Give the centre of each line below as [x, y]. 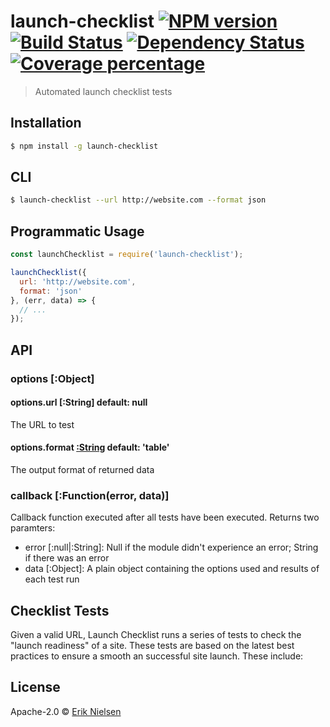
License [35, 687]
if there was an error [67, 558]
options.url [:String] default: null [79, 402]
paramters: [33, 528]
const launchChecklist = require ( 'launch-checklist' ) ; [127, 255]
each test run [52, 579]
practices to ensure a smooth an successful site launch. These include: [157, 656]
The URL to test [42, 424]
